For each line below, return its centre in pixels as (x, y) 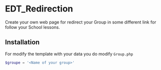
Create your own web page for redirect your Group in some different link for (81, 22)
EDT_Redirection (39, 9)
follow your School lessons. (32, 27)
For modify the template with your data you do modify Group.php (69, 54)
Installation (22, 42)
